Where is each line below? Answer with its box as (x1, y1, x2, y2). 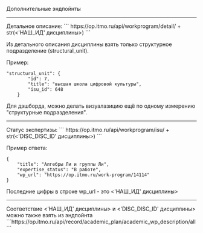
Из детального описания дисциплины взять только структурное (6, 41, 172, 48)
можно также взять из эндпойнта (6, 212, 93, 218)
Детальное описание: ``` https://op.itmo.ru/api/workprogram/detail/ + (6, 22, 181, 30)
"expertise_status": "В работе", (17, 166, 101, 172)
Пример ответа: (6, 145, 48, 151)
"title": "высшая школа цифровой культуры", (28, 81, 142, 87)
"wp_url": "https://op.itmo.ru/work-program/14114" (17, 172, 150, 178)
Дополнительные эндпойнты (6, 5, 81, 12)
